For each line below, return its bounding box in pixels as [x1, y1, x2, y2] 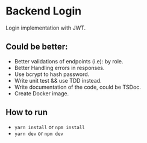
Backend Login [5, 4, 82, 18]
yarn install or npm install [14, 123, 85, 130]
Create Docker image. [14, 89, 69, 97]
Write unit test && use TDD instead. [14, 77, 102, 84]
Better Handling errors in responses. [14, 64, 105, 71]
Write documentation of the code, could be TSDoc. [14, 83, 141, 91]
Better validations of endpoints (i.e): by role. [14, 57, 124, 65]
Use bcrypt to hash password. [14, 71, 90, 78]
